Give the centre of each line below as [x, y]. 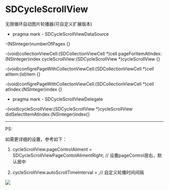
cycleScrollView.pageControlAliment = [52, 149]
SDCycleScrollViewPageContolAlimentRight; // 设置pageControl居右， [85, 155]
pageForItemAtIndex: [140, 54]
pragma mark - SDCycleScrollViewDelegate [58, 99]
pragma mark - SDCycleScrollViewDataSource [61, 34]
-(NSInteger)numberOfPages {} [38, 43]
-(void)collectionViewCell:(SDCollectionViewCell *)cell [61, 54]
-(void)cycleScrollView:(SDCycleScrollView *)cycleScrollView [69, 109]
